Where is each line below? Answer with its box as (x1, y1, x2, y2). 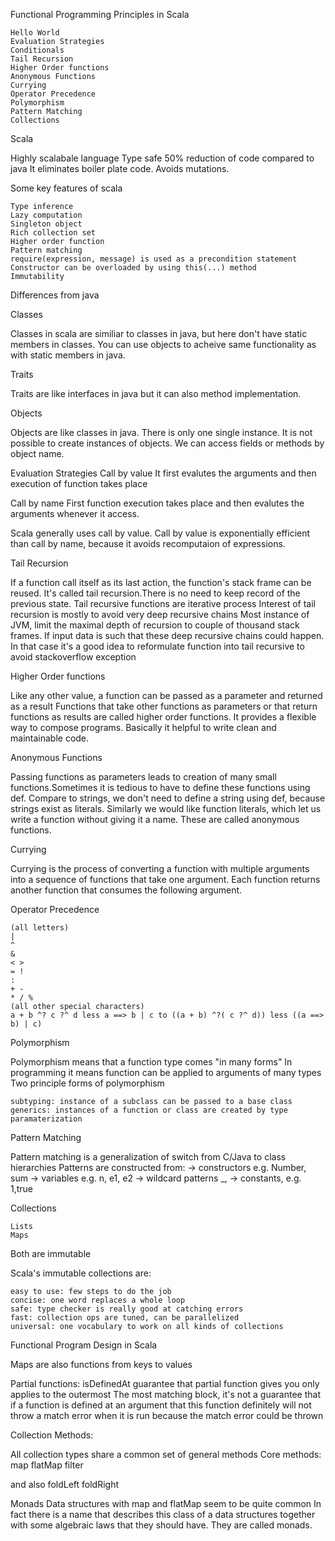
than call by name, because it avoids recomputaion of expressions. (10, 538, 286, 549)
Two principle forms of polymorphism (10, 1077, 165, 1089)
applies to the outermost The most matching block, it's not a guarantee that (10, 1389, 321, 1400)
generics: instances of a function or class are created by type (10, 1105, 288, 1115)
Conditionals (10, 45, 65, 55)
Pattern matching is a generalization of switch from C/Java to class (10, 1151, 287, 1163)
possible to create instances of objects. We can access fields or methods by (10, 437, 325, 449)
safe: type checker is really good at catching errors (10, 1304, 244, 1314)
